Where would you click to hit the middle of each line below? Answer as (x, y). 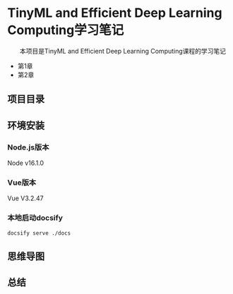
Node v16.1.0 (26, 163)
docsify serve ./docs (39, 233)
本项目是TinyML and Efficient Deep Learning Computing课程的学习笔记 (123, 51)
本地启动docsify (35, 218)
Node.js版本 (28, 147)
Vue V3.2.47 (25, 198)
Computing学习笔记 (66, 30)
